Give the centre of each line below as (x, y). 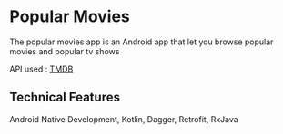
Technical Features (65, 97)
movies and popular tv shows (65, 51)
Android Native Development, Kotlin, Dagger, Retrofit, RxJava (124, 119)
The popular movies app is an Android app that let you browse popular (141, 42)
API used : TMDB (41, 69)
